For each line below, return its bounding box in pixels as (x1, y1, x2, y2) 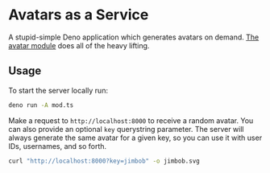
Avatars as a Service (8, 6, 149, 24)
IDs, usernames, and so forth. (8, 141, 107, 150)
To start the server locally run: (8, 85, 109, 95)
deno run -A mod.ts (8, 101, 74, 109)
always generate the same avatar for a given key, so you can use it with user (8, 133, 263, 142)
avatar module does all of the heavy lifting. (8, 40, 150, 50)
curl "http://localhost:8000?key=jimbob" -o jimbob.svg (8, 157, 200, 165)
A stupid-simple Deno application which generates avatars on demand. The (8, 32, 260, 42)
